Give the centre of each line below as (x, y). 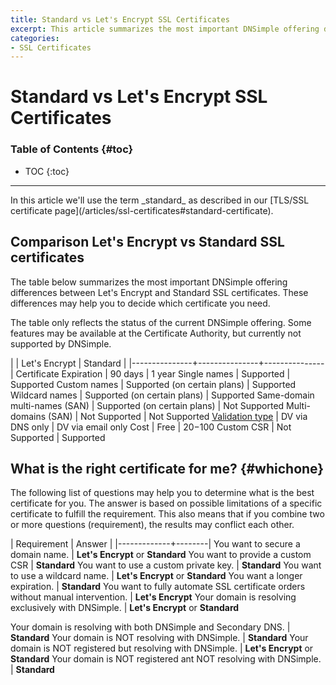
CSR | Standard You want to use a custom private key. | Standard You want (166, 565)
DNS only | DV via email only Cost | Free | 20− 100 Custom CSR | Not (151, 427)
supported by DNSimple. (61, 343)
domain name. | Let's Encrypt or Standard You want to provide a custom (161, 555)
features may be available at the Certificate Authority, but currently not (156, 333)
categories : (35, 38)
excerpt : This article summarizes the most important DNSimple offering (165, 29)
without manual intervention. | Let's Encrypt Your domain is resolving (153, 597)
